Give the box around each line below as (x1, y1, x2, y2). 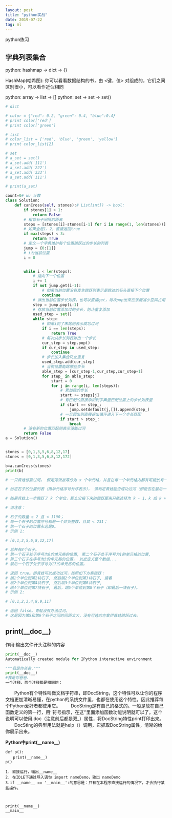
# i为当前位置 (24, 250, 50, 255)
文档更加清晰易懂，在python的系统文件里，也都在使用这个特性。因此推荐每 (5, 697, 164, 702)
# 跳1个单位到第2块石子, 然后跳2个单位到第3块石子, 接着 (5, 575, 113, 581)
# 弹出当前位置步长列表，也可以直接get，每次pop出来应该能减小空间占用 (32, 297, 165, 302)
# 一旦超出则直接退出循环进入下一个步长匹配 (60, 412, 141, 417)
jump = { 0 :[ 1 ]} (24, 246, 56, 251)
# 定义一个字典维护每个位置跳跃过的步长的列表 (24, 241, 109, 246)
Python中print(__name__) (5, 739, 60, 745)
